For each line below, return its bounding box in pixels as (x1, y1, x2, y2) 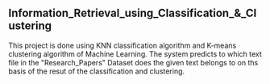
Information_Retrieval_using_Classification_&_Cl (8, 6, 257, 20)
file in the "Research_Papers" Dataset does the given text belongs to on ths (8, 57, 259, 67)
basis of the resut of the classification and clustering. (8, 66, 185, 76)
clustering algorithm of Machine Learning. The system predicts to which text (8, 48, 262, 59)
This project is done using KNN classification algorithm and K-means (8, 40, 237, 50)
